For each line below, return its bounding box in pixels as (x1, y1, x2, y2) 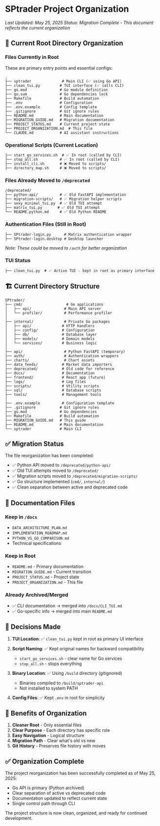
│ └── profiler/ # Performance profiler (5, 310, 112, 315)
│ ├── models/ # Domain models (5, 336, 95, 341)
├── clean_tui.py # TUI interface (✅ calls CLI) (5, 83, 124, 88)
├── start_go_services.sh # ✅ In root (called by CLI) (5, 153, 122, 157)
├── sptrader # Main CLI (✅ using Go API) (5, 78, 122, 84)
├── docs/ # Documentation (5, 370, 95, 376)
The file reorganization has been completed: (5, 453, 94, 459)
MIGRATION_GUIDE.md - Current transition (12, 569, 92, 575)
